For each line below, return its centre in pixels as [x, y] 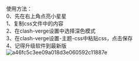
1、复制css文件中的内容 [35, 23]
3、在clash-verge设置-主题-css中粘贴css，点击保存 [69, 38]
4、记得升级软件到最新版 [36, 46]
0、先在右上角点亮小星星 [36, 16]
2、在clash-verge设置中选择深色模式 [51, 31]
